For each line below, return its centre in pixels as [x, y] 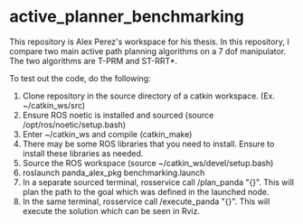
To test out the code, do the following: [80, 78]
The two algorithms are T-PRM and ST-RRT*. [94, 61]
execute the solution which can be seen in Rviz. [111, 210]
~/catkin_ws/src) [54, 105]
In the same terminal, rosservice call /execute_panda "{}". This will [146, 201]
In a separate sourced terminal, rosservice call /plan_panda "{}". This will [158, 182]
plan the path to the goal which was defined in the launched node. [146, 191]
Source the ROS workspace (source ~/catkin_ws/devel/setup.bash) [148, 163]
